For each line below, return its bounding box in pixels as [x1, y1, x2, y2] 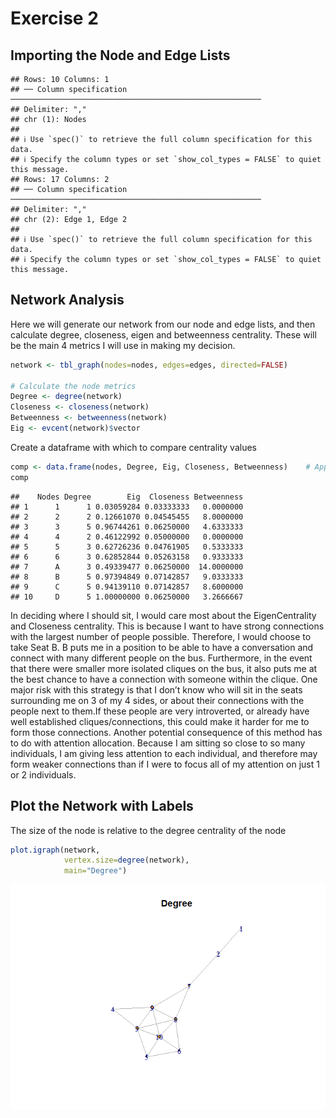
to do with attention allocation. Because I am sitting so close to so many [10, 737, 306, 749]
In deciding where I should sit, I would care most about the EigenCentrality [10, 609, 317, 621]
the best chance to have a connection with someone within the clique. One [10, 673, 318, 685]
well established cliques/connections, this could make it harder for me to [10, 715, 310, 727]
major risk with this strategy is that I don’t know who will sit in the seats [10, 683, 303, 696]
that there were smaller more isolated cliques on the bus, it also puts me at [10, 662, 318, 674]
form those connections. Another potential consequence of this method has [10, 726, 323, 738]
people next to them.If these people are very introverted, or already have [10, 705, 310, 717]
